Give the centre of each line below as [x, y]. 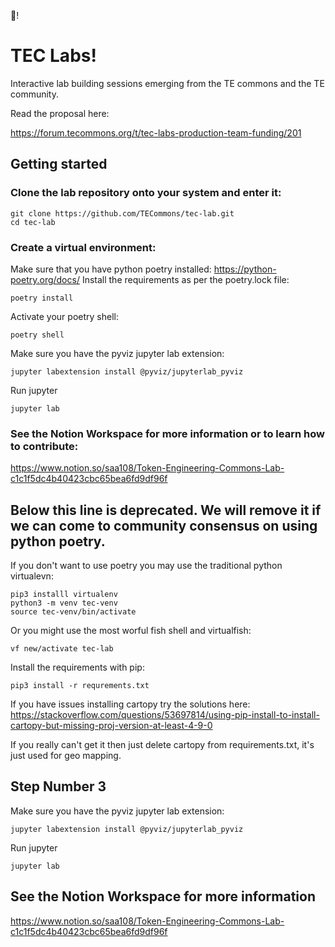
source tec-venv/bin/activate [73, 612]
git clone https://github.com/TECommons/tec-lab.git [122, 213]
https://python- [245, 269]
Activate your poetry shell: [64, 316]
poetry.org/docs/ [45, 279]
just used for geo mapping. [66, 756]
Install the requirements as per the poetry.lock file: [185, 279]
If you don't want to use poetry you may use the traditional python [146, 566]
